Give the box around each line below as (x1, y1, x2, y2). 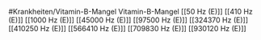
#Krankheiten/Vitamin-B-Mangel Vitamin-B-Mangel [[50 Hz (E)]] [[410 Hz (8, 7, 253, 16)
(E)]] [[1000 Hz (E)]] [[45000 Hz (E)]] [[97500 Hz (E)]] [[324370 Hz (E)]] (8, 15, 249, 25)
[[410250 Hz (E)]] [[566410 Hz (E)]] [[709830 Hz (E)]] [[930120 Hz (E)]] (8, 24, 246, 33)
